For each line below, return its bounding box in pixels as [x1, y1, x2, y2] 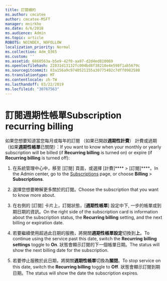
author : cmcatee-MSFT [5, 17, 51, 22]
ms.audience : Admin [5, 31, 46, 36]
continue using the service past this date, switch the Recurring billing [12, 236, 157, 242]
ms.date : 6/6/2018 [5, 26, 44, 31]
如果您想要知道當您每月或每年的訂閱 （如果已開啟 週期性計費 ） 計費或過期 [5, 138, 157, 144]
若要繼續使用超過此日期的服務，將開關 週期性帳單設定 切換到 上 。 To [12, 230, 150, 236]
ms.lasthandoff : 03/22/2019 [5, 82, 64, 87]
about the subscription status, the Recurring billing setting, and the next [12, 214, 162, 220]
